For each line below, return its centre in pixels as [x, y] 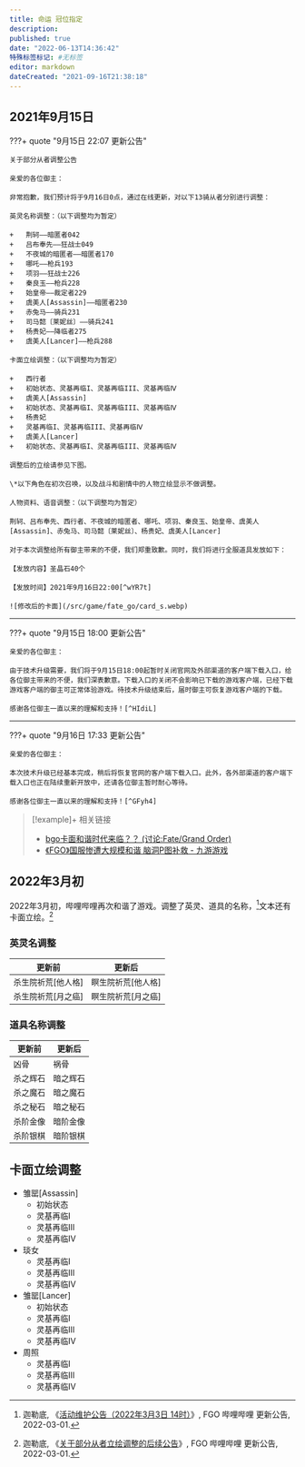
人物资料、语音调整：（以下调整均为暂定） [75, 502]
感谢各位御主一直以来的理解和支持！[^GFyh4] [83, 801]
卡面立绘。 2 [32, 916]
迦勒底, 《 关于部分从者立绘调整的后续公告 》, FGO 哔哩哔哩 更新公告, [150, 1443]
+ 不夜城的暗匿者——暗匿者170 [62, 254]
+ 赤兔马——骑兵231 [44, 312]
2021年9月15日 [52, 117]
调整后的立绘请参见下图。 [50, 465]
